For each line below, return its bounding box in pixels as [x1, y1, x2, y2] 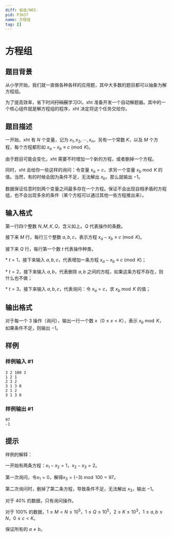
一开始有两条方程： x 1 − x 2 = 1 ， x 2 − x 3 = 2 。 [5, 462, 100, 469]
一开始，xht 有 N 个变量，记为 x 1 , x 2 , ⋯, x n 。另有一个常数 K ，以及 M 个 [5, 137, 154, 144]
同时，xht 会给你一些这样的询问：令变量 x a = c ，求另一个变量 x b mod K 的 [5, 167, 163, 174]
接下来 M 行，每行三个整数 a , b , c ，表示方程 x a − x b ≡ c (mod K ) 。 [5, 234, 145, 241]
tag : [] [5, 22, 22, 27]
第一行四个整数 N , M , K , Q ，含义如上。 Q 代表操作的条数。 [5, 223, 126, 230]
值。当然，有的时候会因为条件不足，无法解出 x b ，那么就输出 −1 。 [5, 174, 143, 181]
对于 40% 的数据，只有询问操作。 [5, 498, 77, 504]
